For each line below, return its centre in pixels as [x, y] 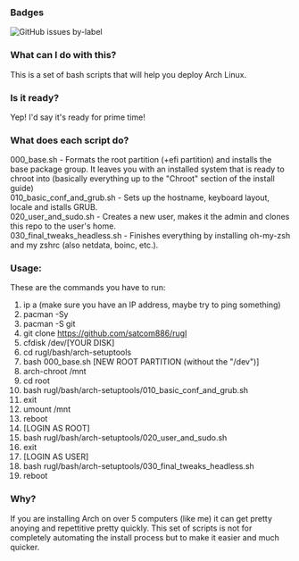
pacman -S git [49, 324]
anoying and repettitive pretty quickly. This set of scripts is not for [131, 528]
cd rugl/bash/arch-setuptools [77, 352]
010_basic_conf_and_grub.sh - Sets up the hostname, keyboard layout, [140, 197]
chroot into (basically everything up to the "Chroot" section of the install [142, 179]
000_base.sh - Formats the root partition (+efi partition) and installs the [141, 160]
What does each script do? [70, 140]
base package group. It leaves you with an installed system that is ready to [147, 169]
